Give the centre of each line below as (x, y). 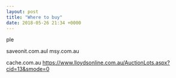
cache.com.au (24, 63)
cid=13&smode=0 (28, 69)
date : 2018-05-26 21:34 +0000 (44, 23)
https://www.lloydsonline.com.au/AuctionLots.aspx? (106, 63)
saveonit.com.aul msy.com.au (43, 51)
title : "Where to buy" (34, 17)
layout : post (22, 12)
